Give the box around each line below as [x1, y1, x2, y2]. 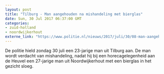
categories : [5, 20, 29, 26]
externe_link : [5, 35, 34, 39]
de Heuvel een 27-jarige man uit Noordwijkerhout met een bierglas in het [5, 58, 152, 64]
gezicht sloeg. [5, 63, 34, 69]
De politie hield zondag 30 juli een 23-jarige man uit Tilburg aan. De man [5, 47, 151, 54]
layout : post [5, 7, 32, 12]
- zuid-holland [5, 25, 36, 30]
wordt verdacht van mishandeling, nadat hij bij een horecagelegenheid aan [5, 53, 155, 58]
